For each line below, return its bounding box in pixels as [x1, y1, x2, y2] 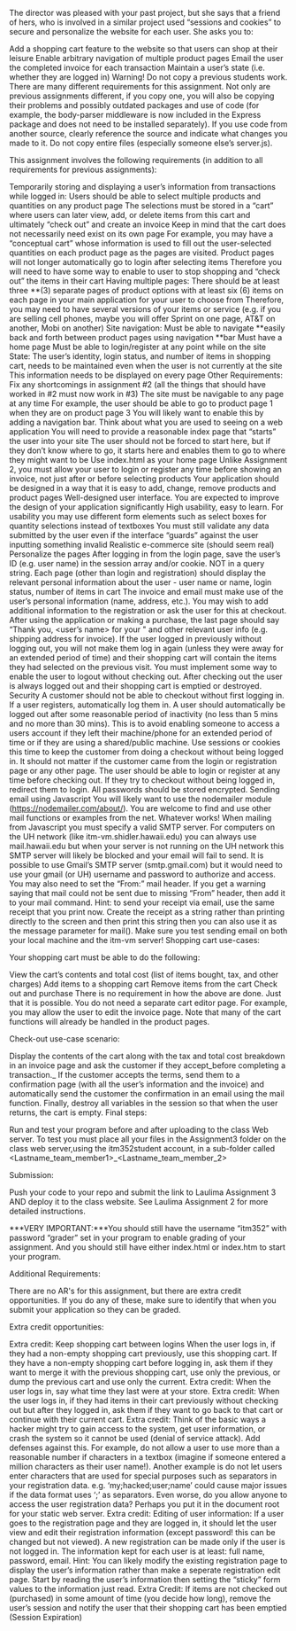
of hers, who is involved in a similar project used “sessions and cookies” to [9, 17, 281, 27]
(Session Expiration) [9, 1612, 82, 1622]
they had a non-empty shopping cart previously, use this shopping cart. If [9, 1348, 277, 1359]
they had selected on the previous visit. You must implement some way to [9, 662, 277, 672]
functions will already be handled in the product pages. [9, 1017, 210, 1026]
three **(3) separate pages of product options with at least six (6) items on [9, 285, 285, 295]
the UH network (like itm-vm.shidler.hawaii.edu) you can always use [9, 831, 257, 841]
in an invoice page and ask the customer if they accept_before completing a [9, 1060, 286, 1071]
